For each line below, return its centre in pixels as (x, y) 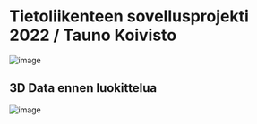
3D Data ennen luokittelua (83, 88)
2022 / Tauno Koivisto (93, 35)
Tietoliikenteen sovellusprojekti (129, 17)
